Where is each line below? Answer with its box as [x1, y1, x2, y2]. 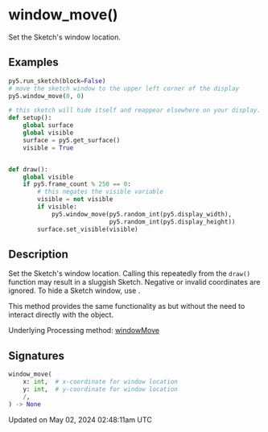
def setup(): [8, 114, 52, 122]
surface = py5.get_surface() [23, 136, 121, 144]
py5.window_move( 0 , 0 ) [8, 92, 85, 100]
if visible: [37, 203, 78, 211]
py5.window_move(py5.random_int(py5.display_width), [51, 210, 232, 218]
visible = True [23, 143, 74, 152]
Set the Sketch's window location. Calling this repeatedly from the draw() [8, 269, 251, 278]
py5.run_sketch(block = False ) [8, 76, 106, 85]
